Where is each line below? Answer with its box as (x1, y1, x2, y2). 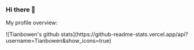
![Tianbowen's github (6, 31, 60, 38)
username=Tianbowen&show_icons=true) (6, 37, 112, 45)
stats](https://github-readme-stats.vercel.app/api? (60, 31, 188, 38)
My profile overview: (6, 19, 58, 27)
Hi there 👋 (6, 5, 36, 14)
